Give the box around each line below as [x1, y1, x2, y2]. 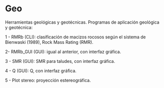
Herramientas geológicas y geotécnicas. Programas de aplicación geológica [5, 19, 160, 25]
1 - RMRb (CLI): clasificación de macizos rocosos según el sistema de [5, 34, 146, 40]
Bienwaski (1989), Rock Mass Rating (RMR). [5, 39, 94, 45]
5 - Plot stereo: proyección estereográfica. [5, 77, 91, 83]
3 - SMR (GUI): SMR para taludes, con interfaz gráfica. [5, 58, 115, 64]
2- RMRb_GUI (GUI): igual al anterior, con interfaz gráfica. [5, 49, 121, 55]
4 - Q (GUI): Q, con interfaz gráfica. [5, 67, 77, 74]
